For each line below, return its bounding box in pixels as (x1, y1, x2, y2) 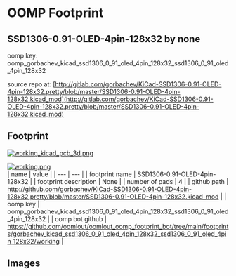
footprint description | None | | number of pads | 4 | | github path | (37, 177, 229, 185)
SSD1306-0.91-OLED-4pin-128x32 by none (7, 33, 201, 45)
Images (7, 258, 41, 270)
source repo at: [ (7, 80, 55, 88)
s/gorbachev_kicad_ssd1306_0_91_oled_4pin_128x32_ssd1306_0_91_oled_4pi (7, 230, 227, 238)
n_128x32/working (7, 237, 60, 245)
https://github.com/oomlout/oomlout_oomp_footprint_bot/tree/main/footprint (7, 222, 229, 230)
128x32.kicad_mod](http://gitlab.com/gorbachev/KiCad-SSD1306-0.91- (7, 95, 214, 103)
